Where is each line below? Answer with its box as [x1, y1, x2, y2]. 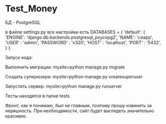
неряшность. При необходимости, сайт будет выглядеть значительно [5, 108, 155, 114]
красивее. [5, 113, 27, 119]
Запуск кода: [5, 54, 33, 60]
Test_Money [5, 3, 58, 14]
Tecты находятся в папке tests [5, 93, 70, 99]
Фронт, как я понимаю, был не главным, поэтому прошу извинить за [5, 102, 152, 108]
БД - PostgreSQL [5, 19, 41, 25]
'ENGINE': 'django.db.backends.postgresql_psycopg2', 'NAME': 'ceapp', [5, 34, 154, 40]
